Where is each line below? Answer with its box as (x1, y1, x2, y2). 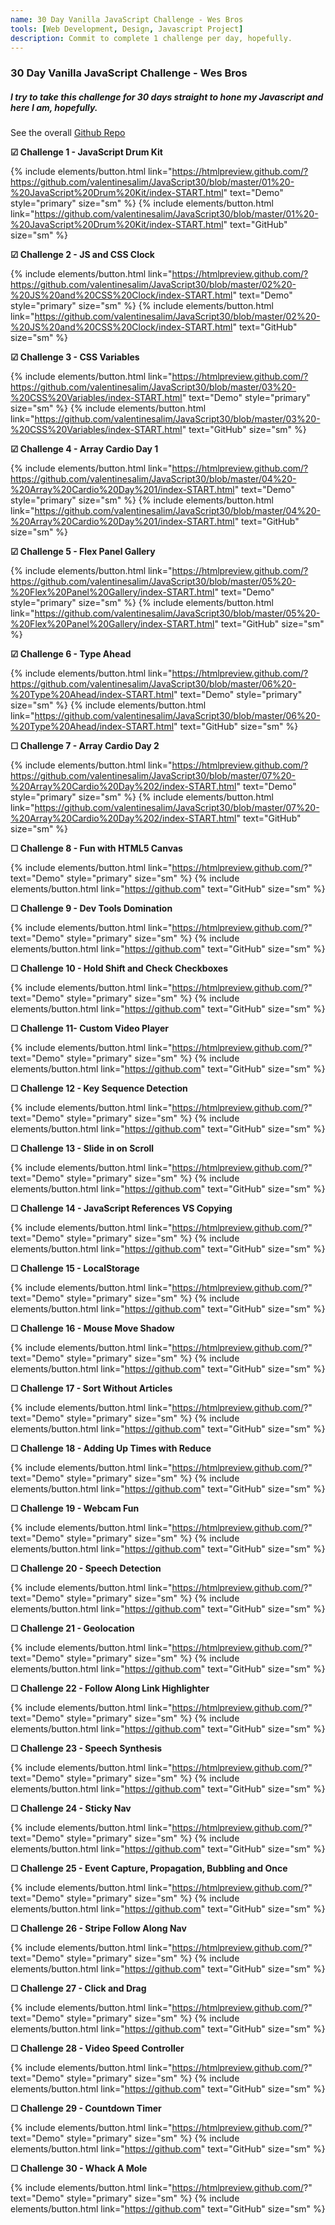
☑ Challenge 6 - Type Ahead (10, 648, 132, 660)
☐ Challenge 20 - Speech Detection (10, 1562, 162, 1575)
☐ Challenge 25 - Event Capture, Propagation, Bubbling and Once (10, 1862, 288, 1875)
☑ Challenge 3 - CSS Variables (10, 351, 140, 363)
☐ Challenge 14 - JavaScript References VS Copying (10, 1202, 233, 1215)
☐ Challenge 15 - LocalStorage (10, 1262, 140, 1275)
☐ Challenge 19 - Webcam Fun (10, 1502, 140, 1515)
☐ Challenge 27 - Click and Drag (10, 1982, 147, 1995)
